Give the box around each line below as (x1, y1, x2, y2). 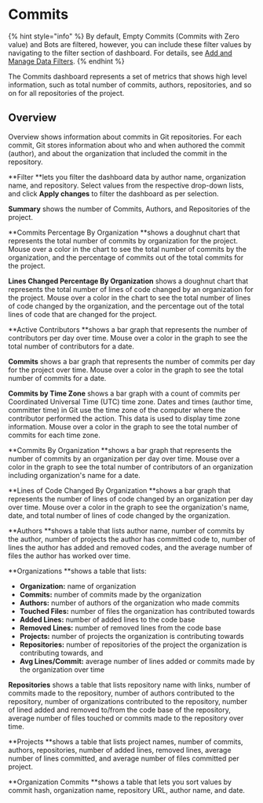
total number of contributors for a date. (8, 341, 135, 351)
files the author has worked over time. (8, 551, 131, 560)
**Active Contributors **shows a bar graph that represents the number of (8, 324, 248, 334)
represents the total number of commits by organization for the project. (8, 235, 238, 245)
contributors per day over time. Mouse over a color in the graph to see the (8, 333, 248, 342)
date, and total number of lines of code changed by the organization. (8, 510, 231, 520)
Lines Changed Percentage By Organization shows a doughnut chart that (8, 276, 249, 286)
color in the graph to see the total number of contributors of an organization (8, 462, 254, 472)
